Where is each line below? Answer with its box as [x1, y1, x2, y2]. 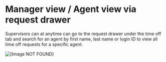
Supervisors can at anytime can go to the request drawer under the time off [5, 30, 161, 36]
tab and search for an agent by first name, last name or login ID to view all [5, 36, 158, 42]
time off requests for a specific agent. [5, 41, 83, 47]
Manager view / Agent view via [5, 3, 136, 15]
